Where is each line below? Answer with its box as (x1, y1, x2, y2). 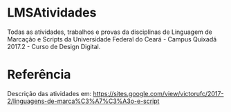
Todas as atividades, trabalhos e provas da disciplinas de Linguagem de (7, 28, 212, 36)
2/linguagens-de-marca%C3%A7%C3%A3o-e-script (7, 97, 160, 105)
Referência (7, 67, 71, 82)
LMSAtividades (7, 5, 97, 21)
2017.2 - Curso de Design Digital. (7, 42, 101, 50)
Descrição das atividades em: (7, 89, 92, 97)
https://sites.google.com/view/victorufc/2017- (93, 89, 224, 97)
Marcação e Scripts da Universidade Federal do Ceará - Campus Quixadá (7, 35, 217, 43)
